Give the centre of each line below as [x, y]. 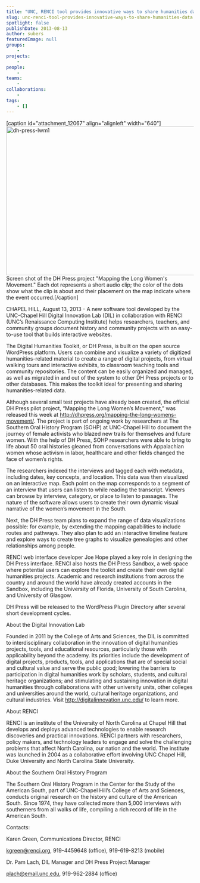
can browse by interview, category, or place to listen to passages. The [92, 496]
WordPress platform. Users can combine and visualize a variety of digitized [99, 352]
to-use [14, 334]
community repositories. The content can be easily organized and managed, [100, 371]
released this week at [32, 414]
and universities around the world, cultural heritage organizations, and [92, 693]
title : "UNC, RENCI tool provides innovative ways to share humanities [97, 12]
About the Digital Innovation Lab [46, 624]
